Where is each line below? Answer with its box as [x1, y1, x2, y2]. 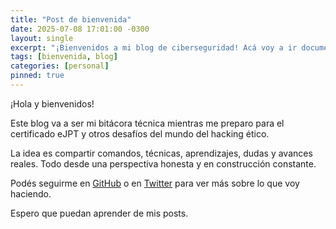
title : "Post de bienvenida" [10, 14, 132, 25]
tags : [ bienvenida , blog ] [10, 52, 118, 62]
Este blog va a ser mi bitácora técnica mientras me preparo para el [10, 117, 285, 129]
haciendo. [10, 187, 52, 200]
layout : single [10, 33, 74, 43]
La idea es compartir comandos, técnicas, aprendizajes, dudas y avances [10, 147, 313, 159]
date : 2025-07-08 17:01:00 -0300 [10, 24, 150, 34]
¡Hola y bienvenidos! [10, 97, 95, 110]
